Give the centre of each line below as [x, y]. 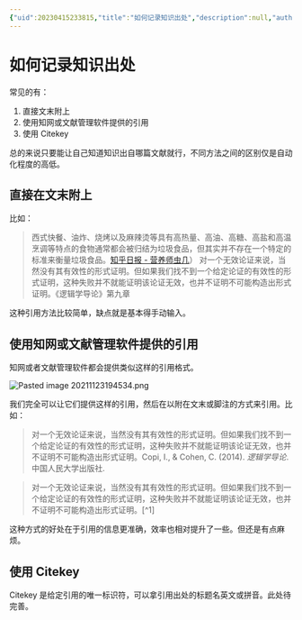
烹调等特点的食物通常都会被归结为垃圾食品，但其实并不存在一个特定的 [161, 249]
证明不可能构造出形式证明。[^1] [97, 510]
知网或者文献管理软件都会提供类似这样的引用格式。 [104, 368]
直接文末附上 [46, 111]
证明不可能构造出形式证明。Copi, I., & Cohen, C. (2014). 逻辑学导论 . [164, 457]
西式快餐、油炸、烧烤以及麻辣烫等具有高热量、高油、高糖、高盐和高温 [161, 237]
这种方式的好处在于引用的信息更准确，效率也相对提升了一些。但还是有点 [143, 529]
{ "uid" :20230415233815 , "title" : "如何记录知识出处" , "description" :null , [141, 18]
